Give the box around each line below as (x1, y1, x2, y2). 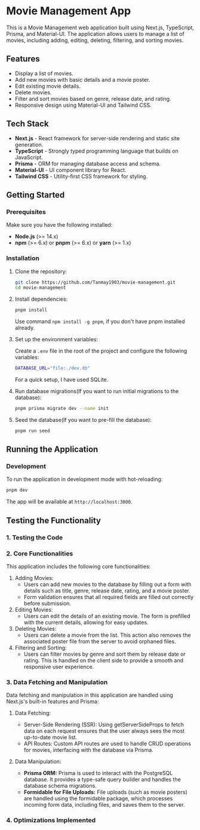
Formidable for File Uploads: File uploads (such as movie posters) (23, 789, 188, 796)
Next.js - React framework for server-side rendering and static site (14, 134, 180, 141)
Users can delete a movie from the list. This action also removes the (23, 631, 191, 638)
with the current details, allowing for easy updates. (23, 619, 149, 626)
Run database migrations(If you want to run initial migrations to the (14, 388, 179, 395)
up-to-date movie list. (23, 734, 78, 741)
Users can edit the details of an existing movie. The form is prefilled (23, 612, 190, 619)
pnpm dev (6, 487, 28, 493)
